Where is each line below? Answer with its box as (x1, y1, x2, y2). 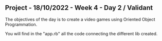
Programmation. (5, 21, 37, 27)
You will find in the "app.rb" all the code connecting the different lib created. (5, 31, 158, 36)
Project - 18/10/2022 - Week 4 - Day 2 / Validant (5, 4, 153, 12)
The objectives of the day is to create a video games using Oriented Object (5, 16, 156, 22)
